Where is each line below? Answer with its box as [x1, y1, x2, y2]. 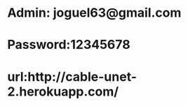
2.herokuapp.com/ [7, 84, 119, 99]
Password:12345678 [7, 37, 131, 53]
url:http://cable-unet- [7, 68, 137, 84]
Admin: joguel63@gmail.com [7, 5, 182, 21]
